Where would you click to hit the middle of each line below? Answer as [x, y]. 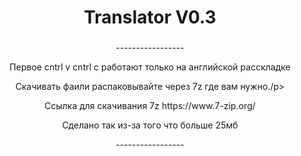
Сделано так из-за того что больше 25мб [150, 125]
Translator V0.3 [150, 17]
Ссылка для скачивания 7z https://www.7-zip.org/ [150, 106]
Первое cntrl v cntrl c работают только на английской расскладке [150, 67]
